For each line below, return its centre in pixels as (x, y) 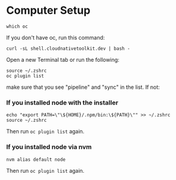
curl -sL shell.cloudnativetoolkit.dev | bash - (68, 49)
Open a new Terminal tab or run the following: (63, 59)
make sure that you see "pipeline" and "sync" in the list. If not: (83, 87)
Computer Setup (48, 10)
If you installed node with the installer (62, 103)
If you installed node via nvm (49, 147)
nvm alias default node (36, 160)
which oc (17, 26)
